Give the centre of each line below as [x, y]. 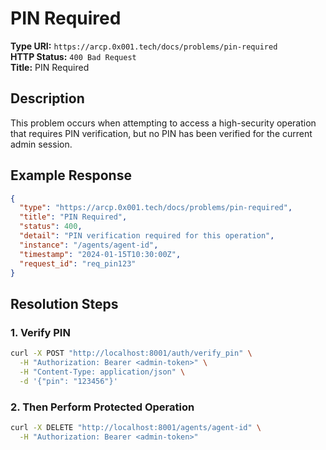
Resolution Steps [64, 303]
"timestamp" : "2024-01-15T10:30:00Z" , [100, 254]
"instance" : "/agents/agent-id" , [89, 245]
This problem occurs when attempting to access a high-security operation [163, 123]
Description [47, 98]
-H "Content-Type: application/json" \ [102, 372]
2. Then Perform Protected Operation [102, 407]
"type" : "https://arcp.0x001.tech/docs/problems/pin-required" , [156, 208]
